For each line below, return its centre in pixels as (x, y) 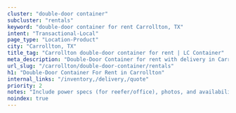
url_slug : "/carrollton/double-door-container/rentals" (91, 66)
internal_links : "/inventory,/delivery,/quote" (78, 79)
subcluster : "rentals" (40, 20)
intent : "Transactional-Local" (53, 33)
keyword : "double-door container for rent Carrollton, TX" (96, 27)
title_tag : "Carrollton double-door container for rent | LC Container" (116, 53)
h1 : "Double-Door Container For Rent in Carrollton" (86, 72)
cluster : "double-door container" (58, 14)
